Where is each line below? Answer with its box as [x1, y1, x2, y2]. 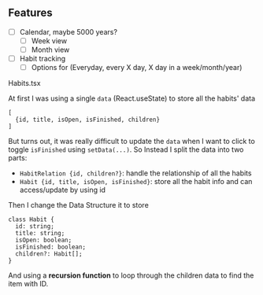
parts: [8, 153, 28, 163]
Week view [31, 35, 68, 46]
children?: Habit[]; [15, 250, 83, 258]
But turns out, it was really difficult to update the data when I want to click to [8, 137, 256, 146]
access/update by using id [19, 185, 106, 195]
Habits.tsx [8, 79, 41, 88]
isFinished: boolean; [15, 243, 87, 251]
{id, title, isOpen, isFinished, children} [15, 116, 160, 124]
